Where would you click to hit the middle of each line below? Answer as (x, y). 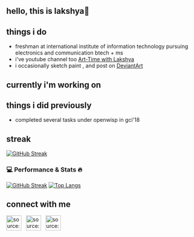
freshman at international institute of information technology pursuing (102, 47)
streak (19, 139)
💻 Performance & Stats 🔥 (44, 170)
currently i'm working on (54, 85)
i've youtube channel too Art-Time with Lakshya (75, 59)
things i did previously (49, 105)
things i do (27, 32)
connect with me (38, 204)
